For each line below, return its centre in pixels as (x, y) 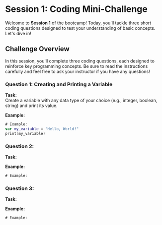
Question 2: (20, 146)
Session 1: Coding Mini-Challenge (76, 9)
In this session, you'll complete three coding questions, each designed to (80, 61)
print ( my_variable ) (25, 133)
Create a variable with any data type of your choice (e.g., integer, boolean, (81, 101)
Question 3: (20, 188)
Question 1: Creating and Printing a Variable (59, 84)
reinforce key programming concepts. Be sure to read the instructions (77, 66)
